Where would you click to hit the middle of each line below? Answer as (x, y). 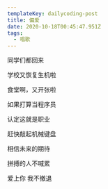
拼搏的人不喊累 (29, 163)
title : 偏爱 (23, 20)
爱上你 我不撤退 (30, 179)
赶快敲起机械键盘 (32, 134)
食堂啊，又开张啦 (32, 90)
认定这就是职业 (29, 120)
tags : (15, 33)
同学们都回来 (25, 60)
